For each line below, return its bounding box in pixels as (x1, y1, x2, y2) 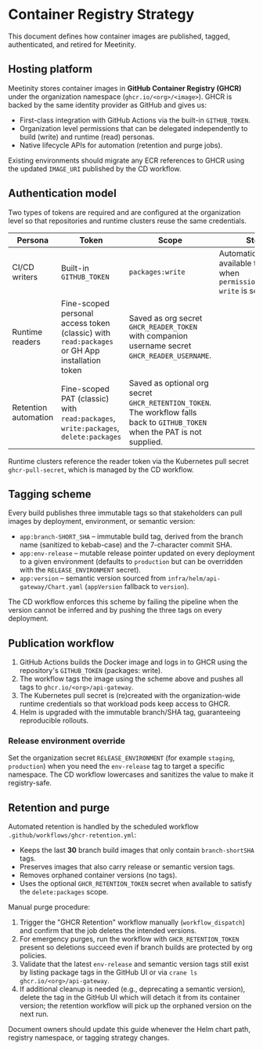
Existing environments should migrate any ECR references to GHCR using (8, 155, 245, 165)
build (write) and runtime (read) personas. (19, 132, 155, 141)
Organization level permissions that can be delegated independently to (19, 123, 248, 133)
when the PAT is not (128, 426, 202, 437)
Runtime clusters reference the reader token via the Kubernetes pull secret (8, 456, 249, 466)
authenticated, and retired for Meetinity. (8, 39, 137, 49)
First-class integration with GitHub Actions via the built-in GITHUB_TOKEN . (19, 115, 250, 125)
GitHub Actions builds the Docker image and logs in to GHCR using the (19, 657, 248, 667)
